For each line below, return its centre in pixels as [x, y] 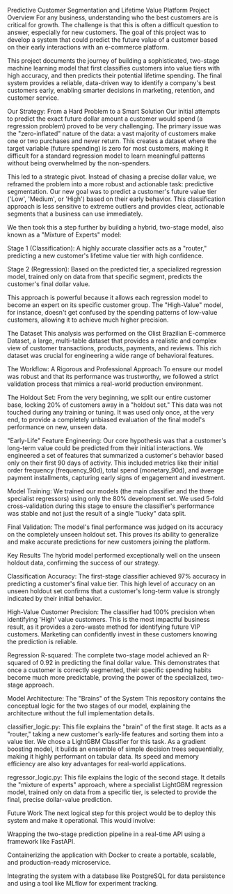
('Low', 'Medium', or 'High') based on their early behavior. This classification [116, 199]
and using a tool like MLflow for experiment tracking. [83, 883]
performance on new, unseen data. [57, 427]
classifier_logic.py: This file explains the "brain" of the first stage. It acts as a [117, 727]
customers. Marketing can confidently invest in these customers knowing [112, 634]
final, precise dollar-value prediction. [60, 799]
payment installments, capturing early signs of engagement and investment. [116, 478]
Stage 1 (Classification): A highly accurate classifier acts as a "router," [107, 248]
